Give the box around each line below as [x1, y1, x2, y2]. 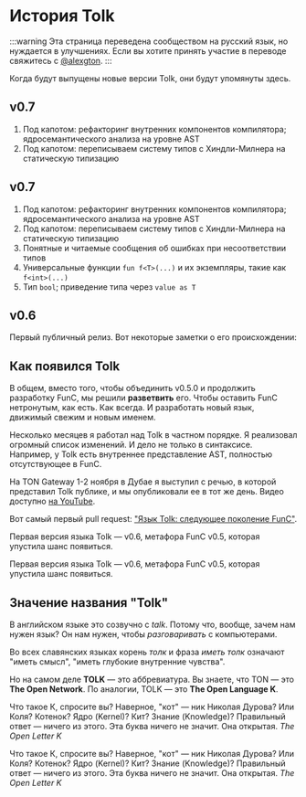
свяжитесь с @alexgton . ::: [9, 55, 112, 66]
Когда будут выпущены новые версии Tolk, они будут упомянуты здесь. [9, 72, 291, 83]
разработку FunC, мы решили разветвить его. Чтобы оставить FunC [9, 392, 279, 403]
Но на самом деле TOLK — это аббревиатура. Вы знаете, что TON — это [9, 674, 295, 685]
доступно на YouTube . [9, 495, 96, 507]
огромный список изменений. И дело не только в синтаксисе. [9, 440, 253, 451]
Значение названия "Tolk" [9, 595, 169, 611]
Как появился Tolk [9, 358, 121, 374]
